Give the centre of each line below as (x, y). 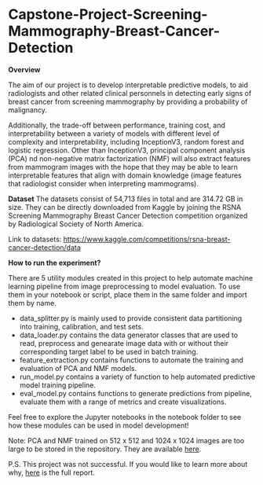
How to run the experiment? (55, 263)
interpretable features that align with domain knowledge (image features (125, 175)
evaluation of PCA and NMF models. (78, 368)
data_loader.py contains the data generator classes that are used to (128, 335)
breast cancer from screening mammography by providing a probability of (128, 101)
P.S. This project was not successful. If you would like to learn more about (128, 464)
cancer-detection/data (44, 247)
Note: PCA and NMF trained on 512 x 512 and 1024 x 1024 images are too (126, 440)
